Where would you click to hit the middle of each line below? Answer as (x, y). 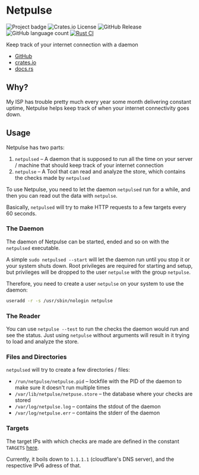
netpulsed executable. (33, 248)
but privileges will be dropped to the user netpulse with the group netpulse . (99, 272)
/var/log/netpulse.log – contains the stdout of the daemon (88, 407)
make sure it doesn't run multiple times (62, 388)
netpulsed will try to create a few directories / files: (68, 370)
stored (23, 400)
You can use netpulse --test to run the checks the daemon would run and (97, 329)
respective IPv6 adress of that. (44, 465)
